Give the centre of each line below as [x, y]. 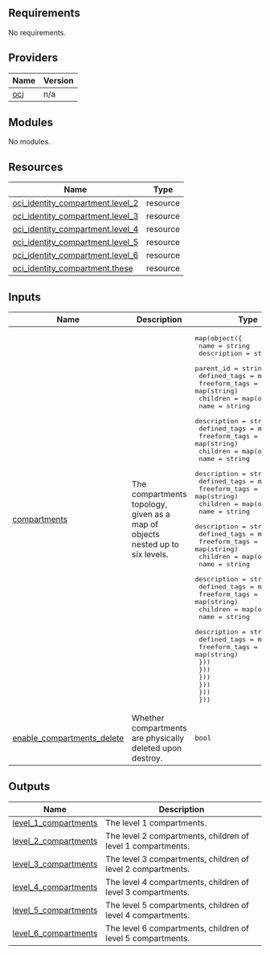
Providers [33, 58]
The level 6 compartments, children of [178, 928]
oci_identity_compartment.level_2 [76, 203]
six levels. [150, 554]
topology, [149, 503]
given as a [151, 514]
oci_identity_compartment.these [73, 268]
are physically [158, 738]
